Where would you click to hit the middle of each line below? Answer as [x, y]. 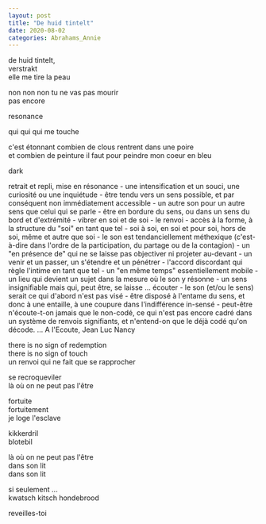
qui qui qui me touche [44, 132]
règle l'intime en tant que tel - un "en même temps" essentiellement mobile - [133, 271]
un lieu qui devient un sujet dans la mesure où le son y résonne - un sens [128, 279]
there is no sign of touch [48, 353]
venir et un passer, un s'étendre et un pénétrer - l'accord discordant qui [125, 262]
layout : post [30, 15]
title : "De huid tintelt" [51, 23]
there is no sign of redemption [58, 345]
